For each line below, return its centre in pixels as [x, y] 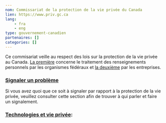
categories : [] [21, 42]
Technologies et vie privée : [39, 114]
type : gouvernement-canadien [36, 33]
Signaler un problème [32, 80]
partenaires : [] [22, 38]
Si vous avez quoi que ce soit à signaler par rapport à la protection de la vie [83, 91]
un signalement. [22, 102]
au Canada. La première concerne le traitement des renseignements [76, 62]
